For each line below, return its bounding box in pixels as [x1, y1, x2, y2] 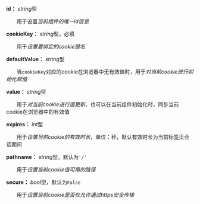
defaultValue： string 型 [6, 56, 65, 62]
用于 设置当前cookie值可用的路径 [16, 166, 96, 173]
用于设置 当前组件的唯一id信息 [16, 18, 89, 25]
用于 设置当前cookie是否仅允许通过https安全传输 [16, 192, 135, 198]
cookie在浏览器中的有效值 [6, 109, 70, 115]
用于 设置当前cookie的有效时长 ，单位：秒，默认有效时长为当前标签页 [16, 133, 185, 141]
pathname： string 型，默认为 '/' [6, 154, 87, 160]
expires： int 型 [6, 121, 43, 128]
